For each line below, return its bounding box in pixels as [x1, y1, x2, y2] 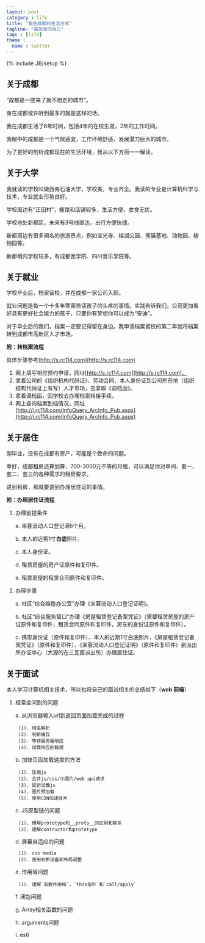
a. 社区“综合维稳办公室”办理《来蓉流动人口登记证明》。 [15, 600, 152, 607]
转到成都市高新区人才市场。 [6, 330, 76, 338]
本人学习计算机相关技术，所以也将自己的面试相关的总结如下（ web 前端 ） [6, 685, 190, 693]
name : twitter [12, 43, 51, 49]
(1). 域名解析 [18, 724, 51, 731]
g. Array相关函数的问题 [15, 906, 73, 913]
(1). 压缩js [18, 769, 47, 775]
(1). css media [18, 850, 57, 856]
